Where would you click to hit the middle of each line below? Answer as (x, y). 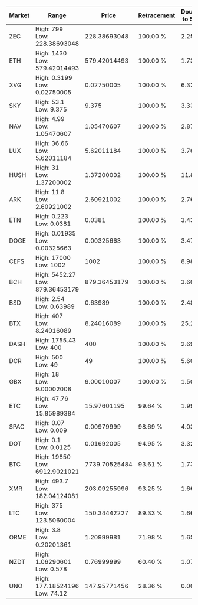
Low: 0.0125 (53, 447)
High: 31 (47, 168)
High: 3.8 (48, 530)
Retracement (157, 15)
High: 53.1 (50, 102)
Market (19, 15)
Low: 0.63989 (55, 306)
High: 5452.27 (56, 275)
